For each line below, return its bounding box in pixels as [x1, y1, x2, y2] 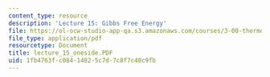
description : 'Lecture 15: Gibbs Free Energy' [8, 19, 167, 27]
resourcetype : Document [8, 42, 88, 50]
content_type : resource [8, 11, 88, 20]
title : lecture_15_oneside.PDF [8, 49, 113, 57]
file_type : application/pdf [8, 34, 103, 43]
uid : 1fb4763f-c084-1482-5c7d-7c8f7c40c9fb [8, 57, 157, 65]
